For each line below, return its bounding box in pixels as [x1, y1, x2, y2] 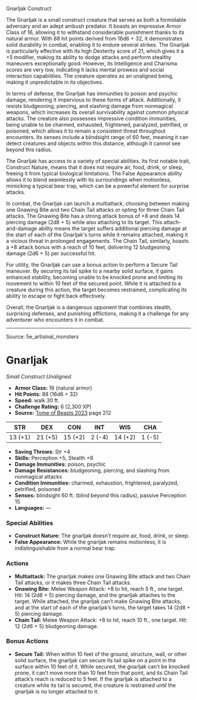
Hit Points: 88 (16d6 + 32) [14, 390, 78, 398]
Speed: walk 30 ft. [14, 397, 60, 404]
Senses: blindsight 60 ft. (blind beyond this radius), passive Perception [14, 492, 186, 499]
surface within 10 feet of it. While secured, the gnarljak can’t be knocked [14, 663, 190, 670]
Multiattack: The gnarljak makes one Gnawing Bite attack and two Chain [14, 573, 191, 580]
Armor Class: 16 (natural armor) [14, 384, 93, 391]
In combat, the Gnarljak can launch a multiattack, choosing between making [6, 200, 189, 207]
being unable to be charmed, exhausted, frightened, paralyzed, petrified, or [6, 121, 189, 128]
